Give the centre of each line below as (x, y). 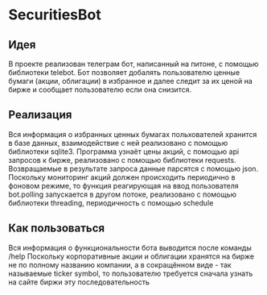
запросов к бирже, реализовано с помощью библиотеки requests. (122, 160)
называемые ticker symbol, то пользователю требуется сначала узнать (131, 273)
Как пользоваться (57, 229)
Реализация (40, 115)
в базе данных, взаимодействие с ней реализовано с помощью (118, 143)
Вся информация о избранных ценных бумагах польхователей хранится (133, 134)
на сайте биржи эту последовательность (79, 282)
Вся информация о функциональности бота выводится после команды (130, 247)
